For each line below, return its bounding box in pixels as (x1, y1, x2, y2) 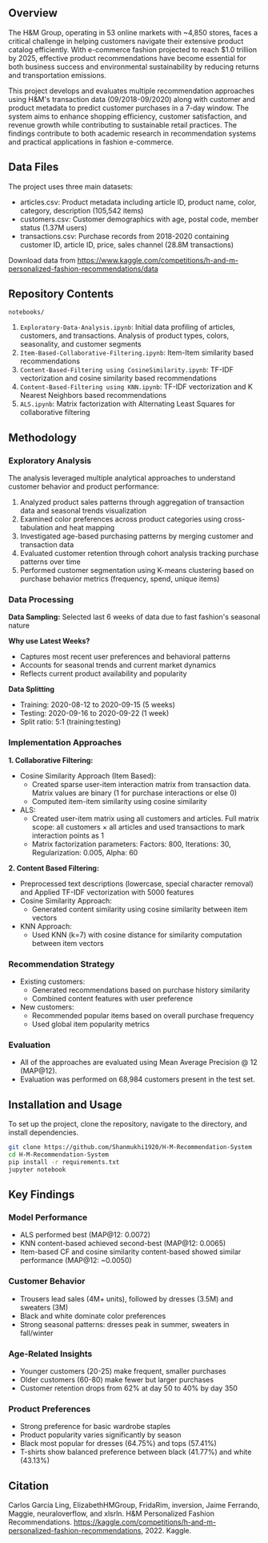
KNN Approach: (19, 921, 72, 931)
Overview (8, 6, 58, 20)
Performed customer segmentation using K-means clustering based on (19, 566, 254, 575)
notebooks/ (8, 308, 45, 316)
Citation (8, 1479, 50, 1492)
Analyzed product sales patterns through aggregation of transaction (19, 497, 245, 507)
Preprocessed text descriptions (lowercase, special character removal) (19, 879, 254, 888)
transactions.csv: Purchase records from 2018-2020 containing (19, 231, 230, 241)
